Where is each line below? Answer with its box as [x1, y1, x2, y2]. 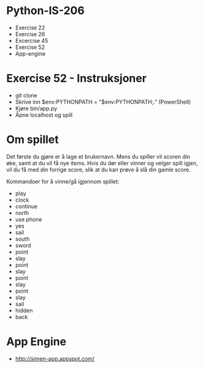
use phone [15, 216, 43, 223]
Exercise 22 [15, 24, 45, 31]
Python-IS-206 [6, 4, 85, 18]
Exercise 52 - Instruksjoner [6, 72, 147, 86]
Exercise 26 [15, 30, 45, 37]
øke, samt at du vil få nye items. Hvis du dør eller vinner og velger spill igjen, [6, 159, 199, 167]
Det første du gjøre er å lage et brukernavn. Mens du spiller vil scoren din [6, 152, 191, 160]
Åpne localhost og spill [15, 111, 73, 118]
